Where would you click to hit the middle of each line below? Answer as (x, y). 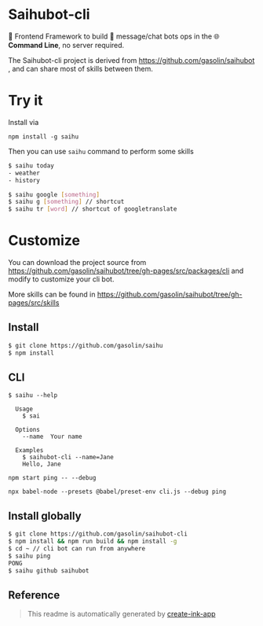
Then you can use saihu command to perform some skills (101, 151)
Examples (29, 451)
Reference (34, 595)
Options (28, 430)
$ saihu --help (33, 396)
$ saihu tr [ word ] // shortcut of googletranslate (93, 209)
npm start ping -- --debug (52, 478)
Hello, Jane (42, 464)
